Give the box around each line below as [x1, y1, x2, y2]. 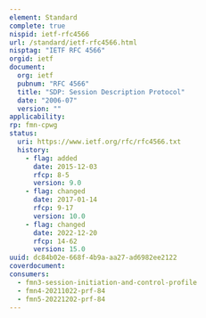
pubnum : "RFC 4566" [17, 79, 90, 88]
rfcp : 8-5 [32, 170, 70, 179]
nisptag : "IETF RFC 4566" [9, 46, 105, 55]
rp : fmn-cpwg [9, 121, 58, 130]
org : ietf [17, 71, 54, 80]
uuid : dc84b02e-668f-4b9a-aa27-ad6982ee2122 [9, 253, 177, 263]
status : [9, 129, 38, 138]
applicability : [9, 112, 66, 121]
